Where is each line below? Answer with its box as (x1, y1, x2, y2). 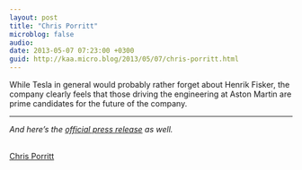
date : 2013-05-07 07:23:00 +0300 (9, 47, 135, 55)
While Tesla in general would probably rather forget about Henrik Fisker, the (9, 80, 290, 89)
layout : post (9, 13, 58, 22)
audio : (9, 38, 34, 47)
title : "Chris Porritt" (9, 21, 99, 30)
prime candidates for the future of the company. (9, 98, 188, 108)
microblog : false (9, 30, 75, 38)
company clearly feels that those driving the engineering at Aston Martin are (9, 89, 292, 99)
